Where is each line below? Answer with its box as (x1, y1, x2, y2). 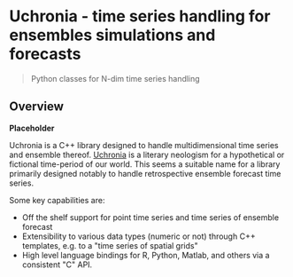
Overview (9, 99, 65, 115)
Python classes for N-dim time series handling (30, 73, 201, 83)
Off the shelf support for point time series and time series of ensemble (21, 211, 280, 223)
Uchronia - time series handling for (9, 6, 271, 27)
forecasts (9, 44, 81, 64)
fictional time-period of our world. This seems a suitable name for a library (9, 158, 281, 170)
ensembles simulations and (9, 25, 216, 45)
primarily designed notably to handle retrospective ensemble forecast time (9, 168, 281, 178)
